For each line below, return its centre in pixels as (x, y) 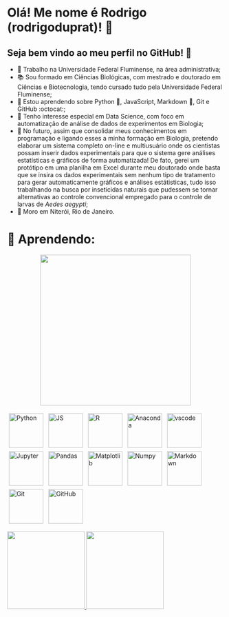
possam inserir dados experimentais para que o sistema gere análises (116, 153)
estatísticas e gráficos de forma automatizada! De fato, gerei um (108, 160)
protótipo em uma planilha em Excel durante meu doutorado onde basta (119, 168)
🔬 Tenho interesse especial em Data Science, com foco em (100, 116)
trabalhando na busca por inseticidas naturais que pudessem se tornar (117, 190)
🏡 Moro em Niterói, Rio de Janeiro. (66, 211)
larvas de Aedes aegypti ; (52, 204)
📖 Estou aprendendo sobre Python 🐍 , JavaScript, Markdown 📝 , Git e (113, 102)
